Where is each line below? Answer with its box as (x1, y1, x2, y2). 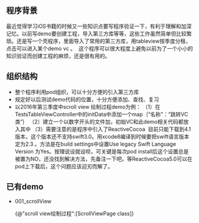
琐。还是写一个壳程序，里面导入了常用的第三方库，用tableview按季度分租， (6, 37, 191, 45)
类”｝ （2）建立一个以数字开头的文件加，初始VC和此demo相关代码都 (14, 118, 184, 125)
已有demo (6, 182, 43, 192)
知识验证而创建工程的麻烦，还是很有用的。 (6, 52, 110, 59)
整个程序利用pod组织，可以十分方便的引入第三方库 (14, 88, 140, 95)
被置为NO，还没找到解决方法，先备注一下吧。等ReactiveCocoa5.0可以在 (14, 155, 193, 162)
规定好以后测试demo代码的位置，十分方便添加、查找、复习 (14, 96, 159, 103)
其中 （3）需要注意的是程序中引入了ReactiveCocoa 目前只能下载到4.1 (20, 125, 191, 133)
